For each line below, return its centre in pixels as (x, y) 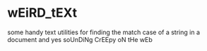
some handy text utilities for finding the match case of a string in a (103, 32)
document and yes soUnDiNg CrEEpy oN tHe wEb (80, 39)
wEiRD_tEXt (42, 13)
